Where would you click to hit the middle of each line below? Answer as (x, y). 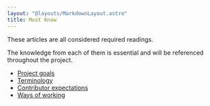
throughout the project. (40, 59)
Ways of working (41, 95)
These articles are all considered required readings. (80, 39)
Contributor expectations (52, 88)
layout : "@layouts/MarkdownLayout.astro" (67, 13)
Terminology (35, 80)
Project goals (36, 73)
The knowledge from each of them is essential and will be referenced (106, 53)
